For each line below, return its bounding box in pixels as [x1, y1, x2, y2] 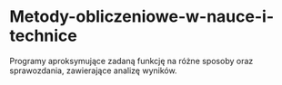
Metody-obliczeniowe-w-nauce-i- [9, 6, 275, 27]
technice [9, 25, 77, 46]
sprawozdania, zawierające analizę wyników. [9, 65, 177, 76]
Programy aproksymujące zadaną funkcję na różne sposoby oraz [9, 55, 254, 66]
